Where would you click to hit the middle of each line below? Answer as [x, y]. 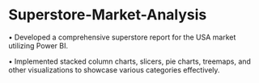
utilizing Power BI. [38, 45]
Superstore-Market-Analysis [108, 15]
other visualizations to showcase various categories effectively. [114, 69]
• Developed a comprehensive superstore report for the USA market [122, 37]
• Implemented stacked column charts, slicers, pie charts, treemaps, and [129, 61]
